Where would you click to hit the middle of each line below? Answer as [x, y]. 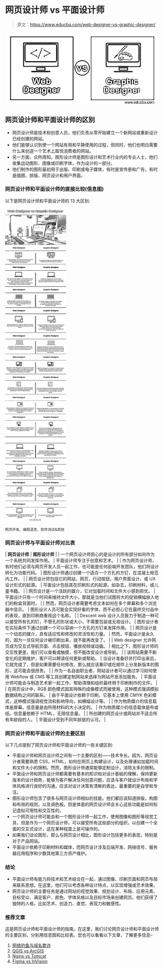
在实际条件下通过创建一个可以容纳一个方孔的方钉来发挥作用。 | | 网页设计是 [81, 628]
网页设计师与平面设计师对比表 [40, 543]
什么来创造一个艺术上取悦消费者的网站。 [53, 151]
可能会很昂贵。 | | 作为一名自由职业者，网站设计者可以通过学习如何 [85, 671]
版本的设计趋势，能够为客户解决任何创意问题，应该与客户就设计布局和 [83, 780]
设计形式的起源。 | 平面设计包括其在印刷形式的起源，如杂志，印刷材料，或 [80, 585]
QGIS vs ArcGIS [28, 951]
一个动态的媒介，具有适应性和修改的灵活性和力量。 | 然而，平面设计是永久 [80, 634]
